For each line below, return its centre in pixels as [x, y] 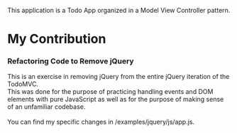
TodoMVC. [23, 84]
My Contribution [57, 39]
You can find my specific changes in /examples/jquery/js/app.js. [101, 122]
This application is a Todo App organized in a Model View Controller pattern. [119, 10]
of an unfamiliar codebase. [46, 107]
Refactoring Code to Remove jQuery [71, 61]
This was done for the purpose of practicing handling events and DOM [110, 92]
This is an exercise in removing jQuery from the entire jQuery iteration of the [118, 77]
